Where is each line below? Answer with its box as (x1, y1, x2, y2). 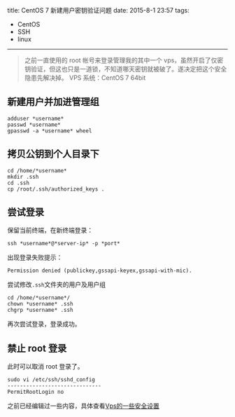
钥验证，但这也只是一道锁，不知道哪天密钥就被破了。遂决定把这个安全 (24, 65, 227, 73)
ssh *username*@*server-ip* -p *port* (7, 240, 120, 247)
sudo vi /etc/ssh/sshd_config (7, 376, 96, 383)
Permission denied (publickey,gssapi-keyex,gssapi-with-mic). (7, 267, 192, 275)
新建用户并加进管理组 (7, 96, 99, 108)
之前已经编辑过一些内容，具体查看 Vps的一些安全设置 (7, 402, 159, 410)
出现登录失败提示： (7, 253, 63, 261)
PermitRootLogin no (7, 388, 64, 396)
